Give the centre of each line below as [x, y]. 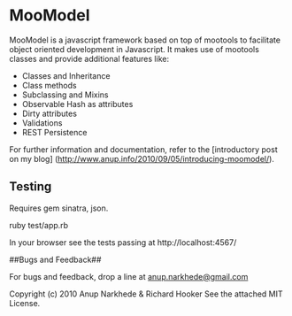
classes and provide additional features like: [89, 58]
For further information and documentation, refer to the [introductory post [143, 149]
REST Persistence [54, 132]
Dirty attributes [50, 113]
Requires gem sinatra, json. [59, 208]
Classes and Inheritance [66, 75]
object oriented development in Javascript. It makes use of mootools [134, 49]
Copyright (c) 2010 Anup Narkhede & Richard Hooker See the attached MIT [146, 294]
